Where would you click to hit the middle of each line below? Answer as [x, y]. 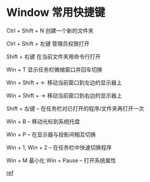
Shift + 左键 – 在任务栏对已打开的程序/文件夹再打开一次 [75, 108]
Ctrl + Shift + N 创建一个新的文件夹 [50, 31]
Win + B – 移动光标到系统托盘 [43, 121]
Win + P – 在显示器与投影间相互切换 [51, 134]
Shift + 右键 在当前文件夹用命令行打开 [54, 56]
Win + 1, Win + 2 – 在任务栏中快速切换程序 [59, 147]
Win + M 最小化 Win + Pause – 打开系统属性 [61, 160]
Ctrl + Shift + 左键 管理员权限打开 [48, 43]
